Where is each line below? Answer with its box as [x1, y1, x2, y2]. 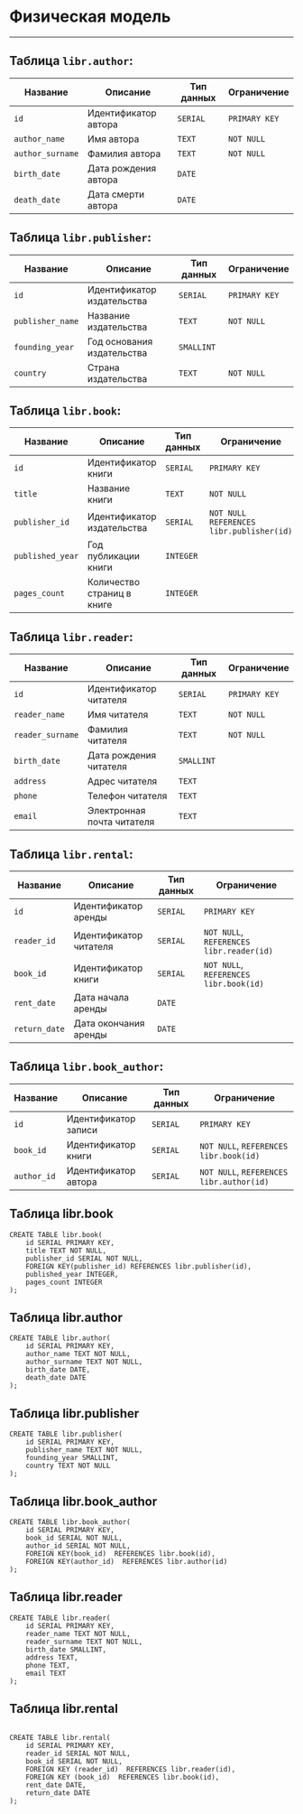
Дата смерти [87, 188, 145, 200]
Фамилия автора [87, 147, 161, 160]
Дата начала [73, 991, 129, 1003]
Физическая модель [9, 6, 171, 27]
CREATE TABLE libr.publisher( [9, 1429, 124, 1439]
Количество [87, 576, 140, 589]
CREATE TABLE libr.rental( [9, 1733, 111, 1742]
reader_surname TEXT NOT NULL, [25, 1637, 143, 1646]
